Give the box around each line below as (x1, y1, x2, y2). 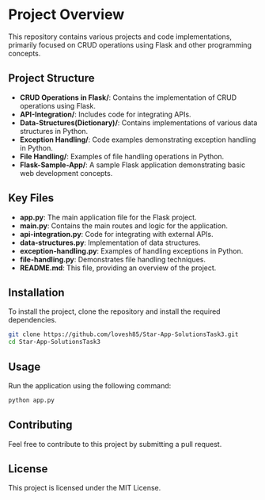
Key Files (8, 192, 54, 205)
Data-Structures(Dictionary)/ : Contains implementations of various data (19, 117, 258, 128)
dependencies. (8, 315, 57, 325)
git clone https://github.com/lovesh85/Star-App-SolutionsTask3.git (8, 330, 239, 338)
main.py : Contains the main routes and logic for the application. (19, 220, 228, 231)
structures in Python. (19, 126, 89, 135)
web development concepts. (19, 168, 113, 177)
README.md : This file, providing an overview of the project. (19, 263, 217, 273)
